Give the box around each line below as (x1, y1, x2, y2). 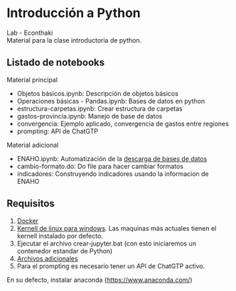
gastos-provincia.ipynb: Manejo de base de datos (16, 111, 163, 120)
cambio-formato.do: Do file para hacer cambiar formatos (16, 162, 184, 170)
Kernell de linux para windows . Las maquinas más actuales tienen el (16, 224, 217, 232)
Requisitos (6, 197, 55, 210)
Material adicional (6, 141, 59, 149)
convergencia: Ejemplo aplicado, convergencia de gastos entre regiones (16, 119, 229, 128)
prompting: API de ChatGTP (16, 126, 99, 136)
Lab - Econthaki (6, 28, 53, 37)
